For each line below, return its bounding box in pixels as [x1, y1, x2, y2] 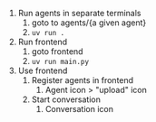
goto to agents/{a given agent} [31, 17, 147, 28]
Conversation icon [44, 104, 113, 114]
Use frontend [17, 65, 68, 76]
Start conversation [31, 94, 102, 105]
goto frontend [31, 46, 83, 57]
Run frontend [17, 36, 68, 47]
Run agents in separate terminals [17, 8, 142, 18]
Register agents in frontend [31, 75, 134, 85]
